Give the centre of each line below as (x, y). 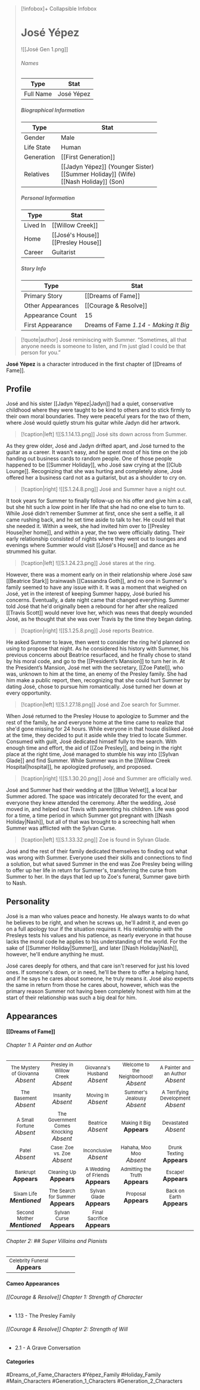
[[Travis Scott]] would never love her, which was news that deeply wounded (99, 612)
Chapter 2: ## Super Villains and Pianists (57, 1241)
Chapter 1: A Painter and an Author (49, 1045)
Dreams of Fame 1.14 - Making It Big (137, 325)
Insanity (62, 1095)
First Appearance (48, 325)
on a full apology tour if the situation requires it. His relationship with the (94, 929)
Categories (20, 1361)
